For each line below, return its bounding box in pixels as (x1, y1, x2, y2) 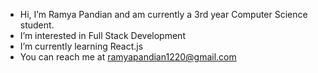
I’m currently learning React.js (19, 40, 144, 52)
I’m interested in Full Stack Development (19, 30, 186, 41)
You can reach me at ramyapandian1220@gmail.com (19, 51, 237, 63)
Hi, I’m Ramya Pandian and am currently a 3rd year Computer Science (19, 9, 308, 20)
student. (19, 19, 55, 31)
